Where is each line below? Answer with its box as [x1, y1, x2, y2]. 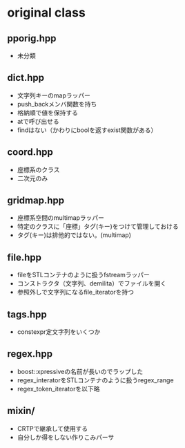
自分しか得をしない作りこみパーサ [17, 433, 115, 441]
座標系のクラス [17, 165, 60, 174]
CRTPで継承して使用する [17, 424, 88, 433]
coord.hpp [7, 147, 53, 158]
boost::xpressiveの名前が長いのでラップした [17, 367, 144, 375]
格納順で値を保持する [17, 109, 78, 117]
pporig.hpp [7, 32, 57, 44]
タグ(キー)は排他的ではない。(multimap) [17, 231, 132, 239]
